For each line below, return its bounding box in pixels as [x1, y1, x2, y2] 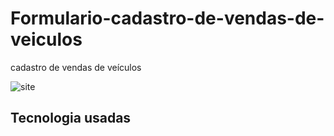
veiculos [10, 28, 83, 51]
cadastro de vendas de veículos [10, 61, 142, 73]
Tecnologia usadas [10, 110, 132, 127]
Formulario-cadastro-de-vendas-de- [10, 7, 325, 30]
